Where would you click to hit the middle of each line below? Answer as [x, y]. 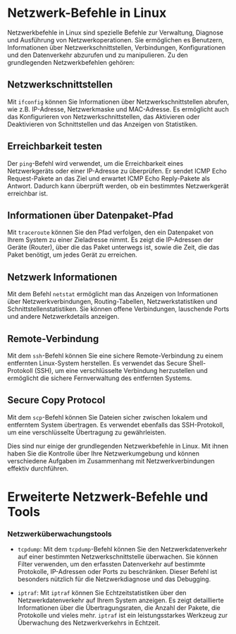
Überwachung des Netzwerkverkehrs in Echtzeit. [89, 623]
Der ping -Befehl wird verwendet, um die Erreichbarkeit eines [95, 163]
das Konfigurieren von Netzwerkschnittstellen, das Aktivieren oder [104, 116]
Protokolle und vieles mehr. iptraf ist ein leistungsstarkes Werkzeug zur [122, 616]
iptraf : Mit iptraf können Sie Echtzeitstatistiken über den [102, 593]
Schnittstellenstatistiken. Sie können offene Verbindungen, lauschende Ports [118, 309]
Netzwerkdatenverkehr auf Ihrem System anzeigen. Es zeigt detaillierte [120, 600]
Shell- [197, 363]
